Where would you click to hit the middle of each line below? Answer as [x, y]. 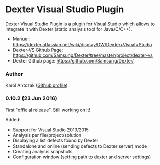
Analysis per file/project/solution [47, 135]
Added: [13, 119]
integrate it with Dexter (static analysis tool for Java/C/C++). [69, 29]
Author [14, 74]
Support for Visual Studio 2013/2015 [51, 130]
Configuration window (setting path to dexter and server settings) [82, 157]
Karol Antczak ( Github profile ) [37, 85]
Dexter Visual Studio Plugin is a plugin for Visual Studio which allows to [80, 24]
